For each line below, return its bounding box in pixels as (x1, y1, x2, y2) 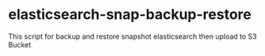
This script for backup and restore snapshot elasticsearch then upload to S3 (8, 32, 257, 41)
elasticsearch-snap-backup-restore (8, 6, 252, 24)
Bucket (8, 39, 32, 49)
